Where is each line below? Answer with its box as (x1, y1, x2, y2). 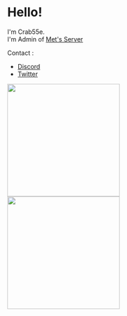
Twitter (17, 70, 39, 78)
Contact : (7, 49, 34, 57)
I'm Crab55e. (7, 27, 45, 36)
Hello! (7, 4, 43, 20)
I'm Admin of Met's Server (7, 34, 83, 43)
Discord (17, 62, 41, 70)
